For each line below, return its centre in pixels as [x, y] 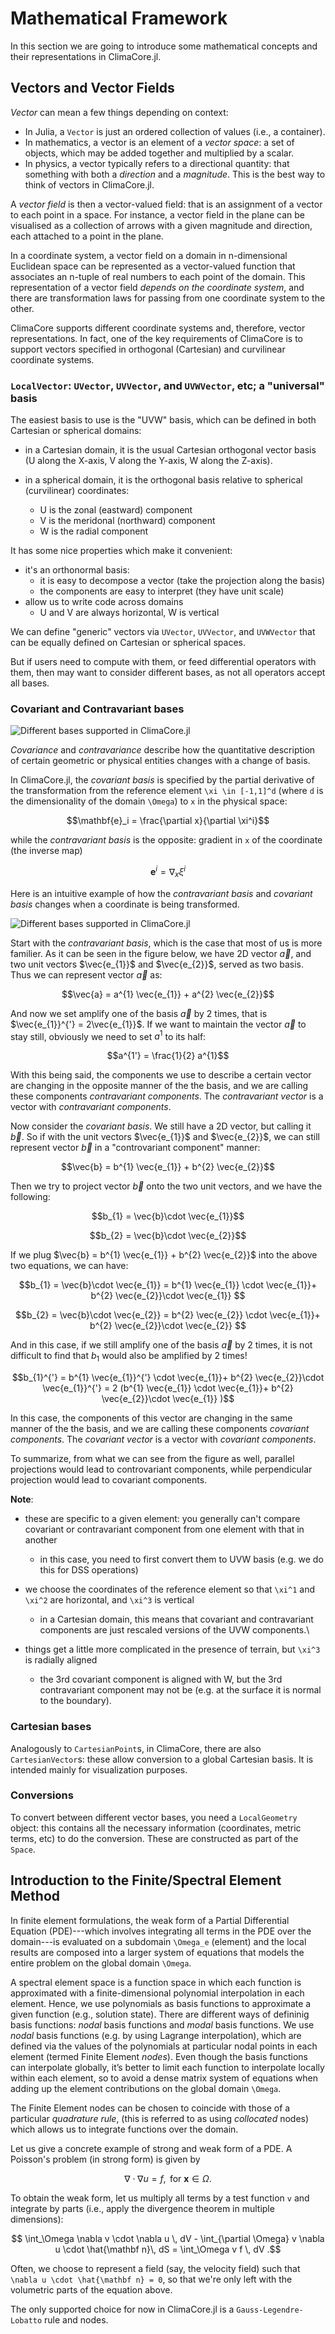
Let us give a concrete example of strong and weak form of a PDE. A [151, 2148]
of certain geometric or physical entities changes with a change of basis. [160, 761]
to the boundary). [75, 1701]
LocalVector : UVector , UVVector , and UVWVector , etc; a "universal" [167, 385]
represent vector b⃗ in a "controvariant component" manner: [135, 1148]
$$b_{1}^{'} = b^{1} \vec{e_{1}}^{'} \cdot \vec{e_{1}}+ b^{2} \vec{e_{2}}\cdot [168, 1378]
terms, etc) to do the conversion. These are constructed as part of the [154, 1838]
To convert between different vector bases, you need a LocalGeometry [154, 1817]
